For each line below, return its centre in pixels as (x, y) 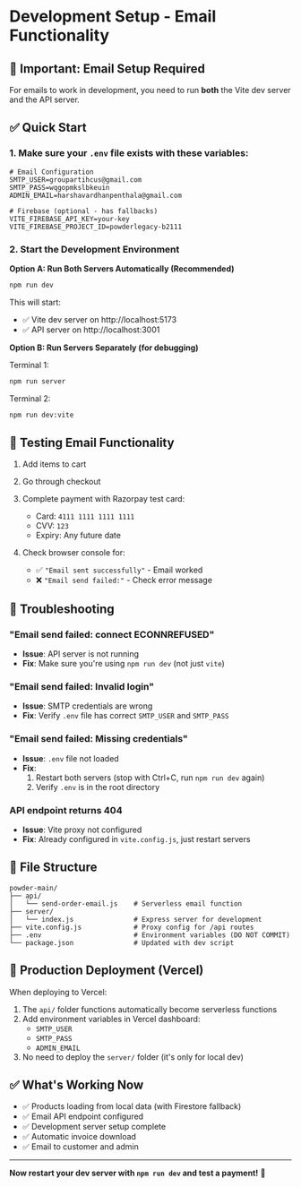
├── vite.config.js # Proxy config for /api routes (132, 927)
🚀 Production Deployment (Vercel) (107, 971)
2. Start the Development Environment (95, 249)
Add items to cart (54, 464)
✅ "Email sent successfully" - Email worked (119, 570)
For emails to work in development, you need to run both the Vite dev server (150, 90)
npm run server (38, 381)
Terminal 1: (29, 365)
